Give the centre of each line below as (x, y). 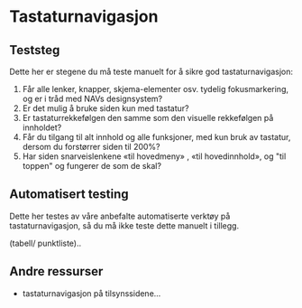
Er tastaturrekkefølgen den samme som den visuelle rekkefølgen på (148, 118)
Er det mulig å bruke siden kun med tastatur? (105, 108)
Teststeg (35, 50)
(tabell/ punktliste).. (46, 243)
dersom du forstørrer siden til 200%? (91, 147)
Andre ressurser (56, 271)
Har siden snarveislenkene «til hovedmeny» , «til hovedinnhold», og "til (154, 156)
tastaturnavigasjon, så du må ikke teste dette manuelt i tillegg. (124, 225)
